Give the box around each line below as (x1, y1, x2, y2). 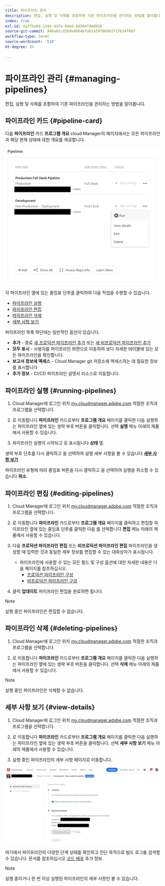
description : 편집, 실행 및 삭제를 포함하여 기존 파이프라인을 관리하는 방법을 (5, 13, 145, 18)
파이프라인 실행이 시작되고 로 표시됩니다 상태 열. (12, 440, 104, 446)
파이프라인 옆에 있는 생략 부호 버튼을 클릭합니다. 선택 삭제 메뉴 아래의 (17, 661, 150, 667)
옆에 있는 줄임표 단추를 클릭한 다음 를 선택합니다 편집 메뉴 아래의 (29, 526, 153, 532)
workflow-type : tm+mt (5, 34, 50, 39)
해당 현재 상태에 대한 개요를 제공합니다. (10, 137, 85, 143)
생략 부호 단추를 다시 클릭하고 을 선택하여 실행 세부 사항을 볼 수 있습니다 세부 (5, 451, 152, 457)
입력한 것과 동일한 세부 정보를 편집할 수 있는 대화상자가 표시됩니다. (27, 549, 154, 555)
